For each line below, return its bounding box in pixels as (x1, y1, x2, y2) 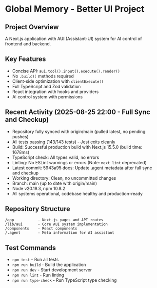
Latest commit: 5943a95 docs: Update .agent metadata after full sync (12, 165, 153, 171)
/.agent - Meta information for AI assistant (5, 230, 115, 235)
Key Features (5, 55, 46, 63)
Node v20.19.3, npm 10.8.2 (12, 185, 65, 191)
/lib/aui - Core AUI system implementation (5, 222, 108, 227)
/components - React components (5, 226, 78, 231)
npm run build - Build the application (12, 262, 86, 268)
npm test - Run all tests (12, 257, 59, 263)
